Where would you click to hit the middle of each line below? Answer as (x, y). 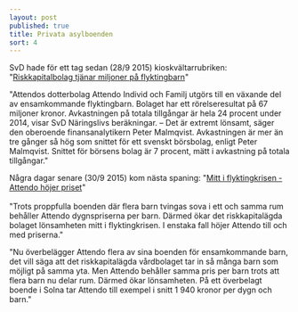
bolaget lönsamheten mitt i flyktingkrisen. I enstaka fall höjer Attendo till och (148, 226)
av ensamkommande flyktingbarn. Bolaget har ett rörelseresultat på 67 (139, 104)
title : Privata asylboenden (61, 34)
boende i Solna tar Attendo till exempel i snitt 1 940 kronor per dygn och (141, 290)
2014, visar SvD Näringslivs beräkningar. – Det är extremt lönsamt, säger (142, 123)
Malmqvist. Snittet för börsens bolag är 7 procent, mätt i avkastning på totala (149, 152)
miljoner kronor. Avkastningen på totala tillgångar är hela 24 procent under (145, 113)
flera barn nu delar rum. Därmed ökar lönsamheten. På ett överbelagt (136, 281)
